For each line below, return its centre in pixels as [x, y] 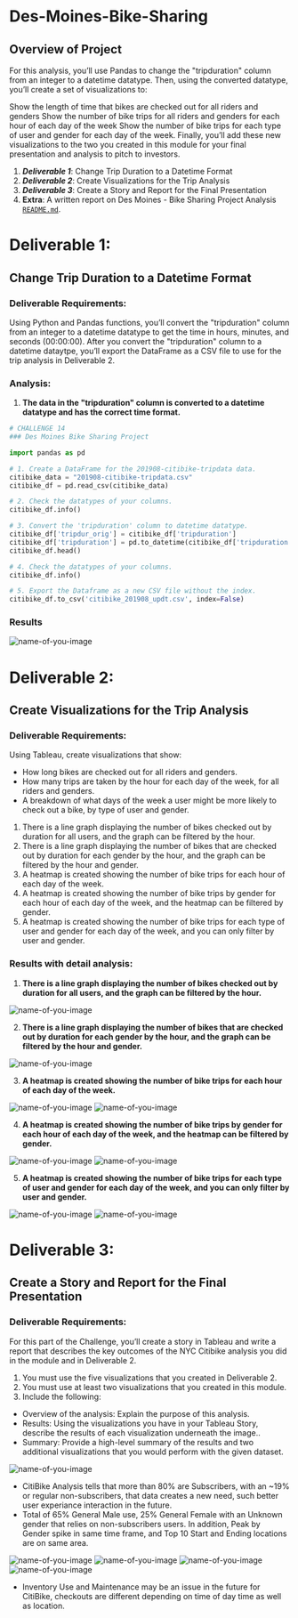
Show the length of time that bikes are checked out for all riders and [134, 107]
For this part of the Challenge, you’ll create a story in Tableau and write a [143, 1341]
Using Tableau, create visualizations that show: [96, 755]
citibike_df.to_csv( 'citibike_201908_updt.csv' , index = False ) [127, 599]
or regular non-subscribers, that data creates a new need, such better [150, 1495]
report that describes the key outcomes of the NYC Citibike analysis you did [148, 1351]
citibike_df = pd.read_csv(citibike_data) [89, 485]
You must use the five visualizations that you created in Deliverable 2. [149, 1378]
